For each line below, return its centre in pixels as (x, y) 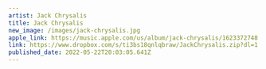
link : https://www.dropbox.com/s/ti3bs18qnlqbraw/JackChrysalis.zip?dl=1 (133, 45)
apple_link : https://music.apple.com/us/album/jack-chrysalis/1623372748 (133, 38)
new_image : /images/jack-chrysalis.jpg (74, 30)
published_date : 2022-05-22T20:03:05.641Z (80, 52)
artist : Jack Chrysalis (48, 15)
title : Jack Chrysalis (46, 23)
